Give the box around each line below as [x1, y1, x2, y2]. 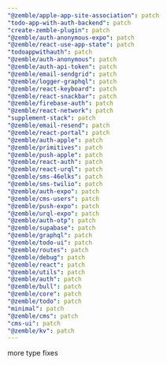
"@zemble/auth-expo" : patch [7, 187, 100, 196]
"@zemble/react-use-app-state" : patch [7, 41, 135, 49]
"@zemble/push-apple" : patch [7, 151, 103, 158]
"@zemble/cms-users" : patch [7, 195, 100, 203]
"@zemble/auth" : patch [7, 275, 82, 284]
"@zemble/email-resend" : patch [7, 121, 110, 129]
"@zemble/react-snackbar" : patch [7, 92, 117, 100]
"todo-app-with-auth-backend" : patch [7, 19, 132, 27]
